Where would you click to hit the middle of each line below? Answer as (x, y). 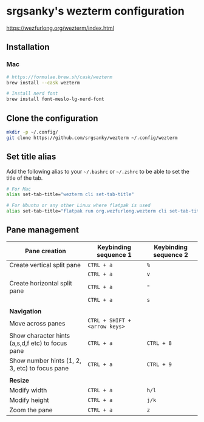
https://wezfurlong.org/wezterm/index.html (60, 28)
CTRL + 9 (159, 364)
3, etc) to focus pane (39, 368)
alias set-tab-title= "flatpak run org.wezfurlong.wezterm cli (87, 211)
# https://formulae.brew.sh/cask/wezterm (59, 77)
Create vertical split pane (45, 265)
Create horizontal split (41, 283)
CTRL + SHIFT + (110, 320)
